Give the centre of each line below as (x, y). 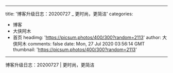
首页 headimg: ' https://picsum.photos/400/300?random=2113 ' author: (87, 37)
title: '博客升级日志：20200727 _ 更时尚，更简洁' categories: (69, 14)
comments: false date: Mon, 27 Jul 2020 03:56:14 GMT (86, 44)
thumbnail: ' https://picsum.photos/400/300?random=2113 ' (75, 50)
